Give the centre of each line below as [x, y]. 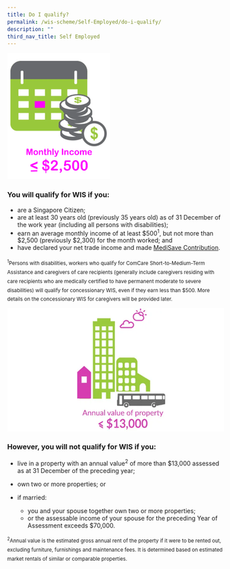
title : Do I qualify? [38, 15]
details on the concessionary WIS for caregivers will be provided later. [90, 299]
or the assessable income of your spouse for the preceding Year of [123, 518]
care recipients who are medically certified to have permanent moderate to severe [104, 281]
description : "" [30, 29]
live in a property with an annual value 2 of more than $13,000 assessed [118, 463]
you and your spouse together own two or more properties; [112, 510]
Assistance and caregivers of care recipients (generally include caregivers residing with [111, 272]
